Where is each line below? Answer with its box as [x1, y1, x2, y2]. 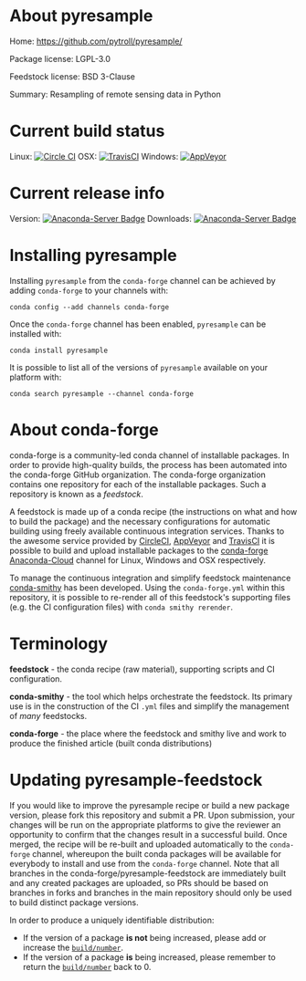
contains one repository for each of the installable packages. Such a [9, 478, 267, 489]
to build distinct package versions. [9, 896, 139, 908]
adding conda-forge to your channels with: [9, 285, 169, 296]
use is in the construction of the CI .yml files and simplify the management [9, 700, 290, 712]
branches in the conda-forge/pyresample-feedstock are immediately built [9, 868, 286, 879]
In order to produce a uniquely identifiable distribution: [9, 914, 215, 925]
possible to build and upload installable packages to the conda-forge [9, 545, 269, 556]
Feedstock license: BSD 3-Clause [9, 70, 135, 82]
